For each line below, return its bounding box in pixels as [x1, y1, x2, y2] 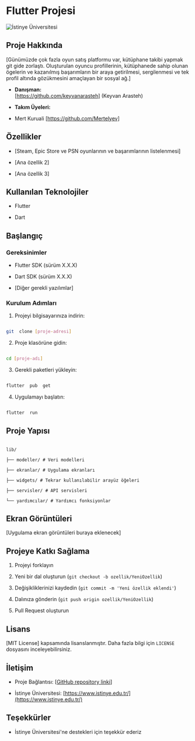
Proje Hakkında [6, 40, 63, 50]
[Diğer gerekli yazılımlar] [14, 284, 74, 291]
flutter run [6, 410, 38, 416]
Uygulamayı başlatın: [14, 393, 65, 400]
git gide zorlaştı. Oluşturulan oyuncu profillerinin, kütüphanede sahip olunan [6, 62, 189, 69]
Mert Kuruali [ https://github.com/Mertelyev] [14, 115, 120, 122]
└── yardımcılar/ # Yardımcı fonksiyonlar [6, 498, 111, 504]
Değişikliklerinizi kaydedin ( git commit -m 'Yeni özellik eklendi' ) [14, 584, 176, 592]
